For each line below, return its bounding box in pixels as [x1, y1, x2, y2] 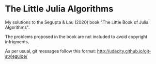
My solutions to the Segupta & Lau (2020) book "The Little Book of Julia [5, 19, 149, 25]
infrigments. [5, 38, 29, 44]
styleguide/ [5, 53, 28, 59]
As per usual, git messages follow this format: [5, 48, 96, 54]
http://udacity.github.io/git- [97, 48, 151, 54]
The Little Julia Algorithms [5, 3, 114, 14]
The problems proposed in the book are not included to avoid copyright [5, 34, 148, 39]
